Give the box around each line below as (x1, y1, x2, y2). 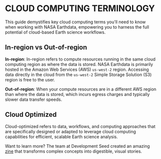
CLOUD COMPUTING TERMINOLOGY (5, 3, 155, 14)
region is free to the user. (5, 77, 55, 82)
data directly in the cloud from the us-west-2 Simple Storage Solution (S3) (5, 71, 152, 78)
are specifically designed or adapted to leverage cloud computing (5, 128, 136, 134)
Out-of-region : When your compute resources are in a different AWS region (5, 86, 157, 92)
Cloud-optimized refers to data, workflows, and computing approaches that (5, 123, 156, 129)
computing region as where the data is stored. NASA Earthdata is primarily (5, 61, 153, 67)
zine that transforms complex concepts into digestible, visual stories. (5, 148, 142, 154)
